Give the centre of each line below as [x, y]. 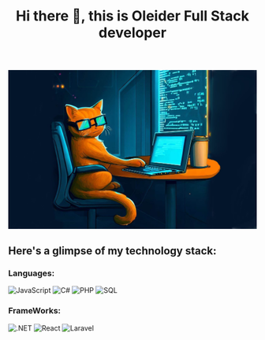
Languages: [32, 273]
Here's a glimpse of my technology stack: [112, 251]
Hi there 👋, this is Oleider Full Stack [132, 16]
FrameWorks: [35, 311]
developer [132, 33]
